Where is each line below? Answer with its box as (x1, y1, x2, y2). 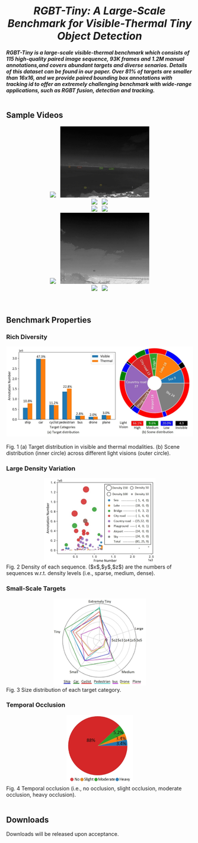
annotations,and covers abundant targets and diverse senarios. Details (6, 61, 188, 69)
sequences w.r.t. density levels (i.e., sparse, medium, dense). (6, 570, 155, 577)
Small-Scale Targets (6, 585, 66, 593)
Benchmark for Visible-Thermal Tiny (7, 17, 192, 30)
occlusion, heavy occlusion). (6, 791, 76, 799)
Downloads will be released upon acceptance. (6, 831, 119, 838)
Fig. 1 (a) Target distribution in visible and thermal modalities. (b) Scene (6, 443, 180, 451)
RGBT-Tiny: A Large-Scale (33, 4, 166, 18)
